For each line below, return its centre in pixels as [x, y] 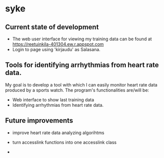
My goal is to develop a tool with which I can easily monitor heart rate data [81, 84]
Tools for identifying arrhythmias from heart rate [82, 65]
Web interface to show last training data [53, 99]
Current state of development [52, 27]
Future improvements [39, 120]
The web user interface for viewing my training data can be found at [82, 39]
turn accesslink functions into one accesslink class [64, 142]
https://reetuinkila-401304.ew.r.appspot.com [58, 44]
